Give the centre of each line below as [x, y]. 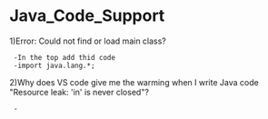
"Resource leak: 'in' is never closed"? [79, 92]
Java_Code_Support [87, 16]
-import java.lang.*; [54, 65]
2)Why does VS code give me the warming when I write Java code [134, 82]
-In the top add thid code [65, 57]
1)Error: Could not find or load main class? [88, 41]
